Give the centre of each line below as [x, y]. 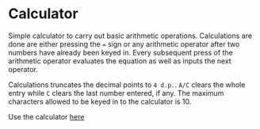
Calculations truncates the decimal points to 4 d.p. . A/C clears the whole [127, 85]
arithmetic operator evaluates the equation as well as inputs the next [120, 61]
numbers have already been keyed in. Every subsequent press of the [121, 52]
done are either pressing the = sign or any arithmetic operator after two [124, 44]
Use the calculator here [46, 116]
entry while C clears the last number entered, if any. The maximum [116, 93]
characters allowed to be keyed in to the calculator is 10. [100, 101]
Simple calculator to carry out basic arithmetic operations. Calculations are [130, 36]
